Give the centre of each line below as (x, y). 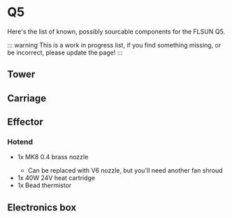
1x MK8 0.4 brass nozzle (53, 157)
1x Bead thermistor (44, 185)
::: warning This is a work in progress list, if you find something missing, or (114, 45)
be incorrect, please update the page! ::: (65, 52)
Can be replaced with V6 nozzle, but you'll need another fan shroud (125, 170)
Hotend (20, 142)
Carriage (27, 98)
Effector (25, 122)
